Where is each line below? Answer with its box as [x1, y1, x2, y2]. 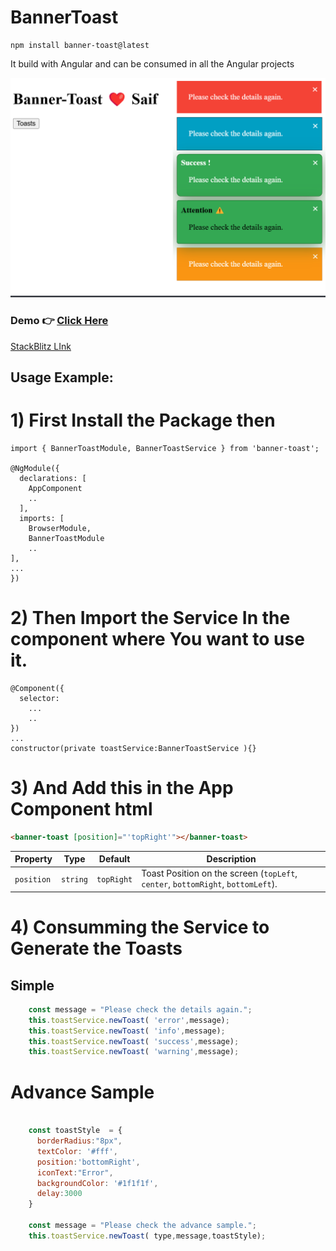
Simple [10, 977, 55, 994]
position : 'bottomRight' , [36, 1157, 141, 1167]
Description [206, 853, 257, 865]
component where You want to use [10, 628, 305, 651]
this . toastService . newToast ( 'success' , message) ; [28, 1036, 240, 1046]
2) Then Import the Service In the [10, 607, 291, 630]
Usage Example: [10, 369, 114, 386]
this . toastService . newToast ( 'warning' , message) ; [28, 1047, 240, 1057]
